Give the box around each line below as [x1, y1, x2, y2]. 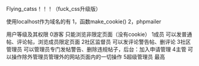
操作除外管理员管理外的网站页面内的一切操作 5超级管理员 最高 [11, 53, 165, 60]
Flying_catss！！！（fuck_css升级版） [6, 5, 101, 12]
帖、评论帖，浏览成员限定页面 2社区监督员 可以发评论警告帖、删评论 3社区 [6, 38, 191, 45]
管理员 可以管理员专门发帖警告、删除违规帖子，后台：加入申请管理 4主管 [6, 46, 186, 53]
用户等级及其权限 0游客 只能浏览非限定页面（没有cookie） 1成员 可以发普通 [6, 31, 192, 38]
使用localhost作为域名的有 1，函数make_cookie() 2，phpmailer [6, 18, 161, 25]
